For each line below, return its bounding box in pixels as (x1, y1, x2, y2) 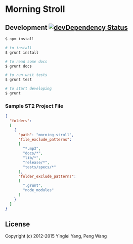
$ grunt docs (5, 64, 32, 69)
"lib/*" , (23, 156, 41, 161)
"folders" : (9, 118, 32, 124)
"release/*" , (23, 160, 50, 165)
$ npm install (5, 36, 35, 41)
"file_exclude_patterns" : (18, 137, 72, 142)
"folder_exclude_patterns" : (18, 174, 77, 179)
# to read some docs (5, 59, 48, 64)
